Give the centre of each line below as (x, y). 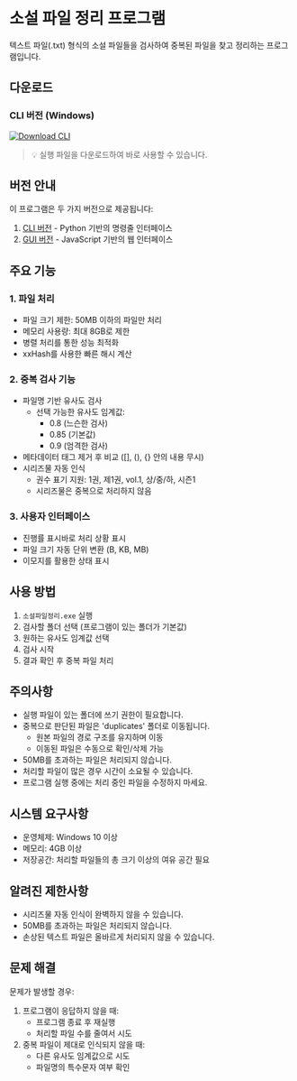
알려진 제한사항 (49, 891)
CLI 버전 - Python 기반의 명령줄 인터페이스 (97, 228)
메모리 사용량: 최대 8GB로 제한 (76, 331)
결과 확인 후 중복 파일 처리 (68, 661)
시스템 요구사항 (49, 813)
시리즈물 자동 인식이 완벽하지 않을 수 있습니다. (103, 914)
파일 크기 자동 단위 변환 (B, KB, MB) (85, 549)
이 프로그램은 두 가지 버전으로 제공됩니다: (81, 209)
